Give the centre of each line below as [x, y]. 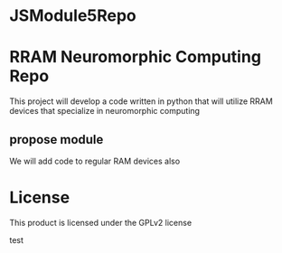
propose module [56, 140]
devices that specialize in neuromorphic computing [105, 111]
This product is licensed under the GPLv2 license [101, 222]
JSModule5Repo [73, 16]
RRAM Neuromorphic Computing [136, 57]
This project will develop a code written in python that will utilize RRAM [141, 101]
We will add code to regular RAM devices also [95, 161]
